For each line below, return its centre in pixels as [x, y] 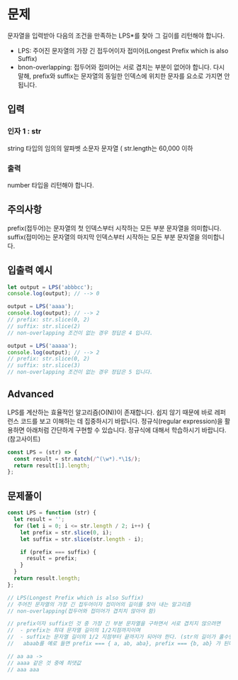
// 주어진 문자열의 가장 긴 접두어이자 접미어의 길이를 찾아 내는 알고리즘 [99, 604]
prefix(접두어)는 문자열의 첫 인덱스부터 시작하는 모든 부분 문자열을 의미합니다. [114, 228]
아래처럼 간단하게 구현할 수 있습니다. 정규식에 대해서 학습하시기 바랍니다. [126, 429]
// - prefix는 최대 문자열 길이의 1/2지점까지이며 [74, 630]
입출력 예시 [30, 270]
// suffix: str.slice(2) [44, 326]
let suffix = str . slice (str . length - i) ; [82, 539]
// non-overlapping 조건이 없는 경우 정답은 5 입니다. [80, 372]
